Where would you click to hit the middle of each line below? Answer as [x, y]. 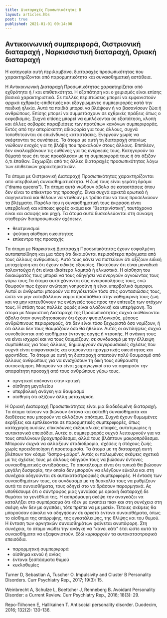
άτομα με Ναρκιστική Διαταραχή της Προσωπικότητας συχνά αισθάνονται [83, 313]
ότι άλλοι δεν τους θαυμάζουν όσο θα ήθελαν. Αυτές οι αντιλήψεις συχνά [83, 329]
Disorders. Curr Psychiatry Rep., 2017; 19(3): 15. [54, 580]
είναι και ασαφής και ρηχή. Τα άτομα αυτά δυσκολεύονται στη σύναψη [79, 214]
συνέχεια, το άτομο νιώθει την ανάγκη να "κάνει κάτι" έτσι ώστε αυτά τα [81, 529]
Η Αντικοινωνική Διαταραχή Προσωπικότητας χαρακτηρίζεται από [74, 87]
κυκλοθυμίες [26, 565]
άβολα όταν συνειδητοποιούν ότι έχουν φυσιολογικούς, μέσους [72, 318]
